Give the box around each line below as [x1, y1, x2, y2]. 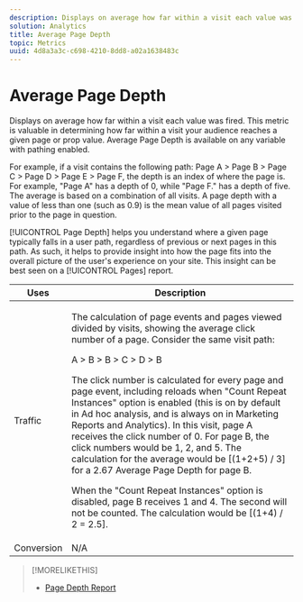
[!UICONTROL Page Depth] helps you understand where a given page [9, 227, 269, 238]
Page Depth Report [44, 582, 116, 593]
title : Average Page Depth [9, 30, 111, 39]
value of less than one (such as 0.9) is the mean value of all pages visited [9, 200, 282, 211]
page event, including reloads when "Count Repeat [70, 385, 287, 397]
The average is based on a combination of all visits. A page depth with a [9, 190, 278, 201]
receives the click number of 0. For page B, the [70, 430, 270, 442]
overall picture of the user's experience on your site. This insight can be [9, 256, 277, 267]
